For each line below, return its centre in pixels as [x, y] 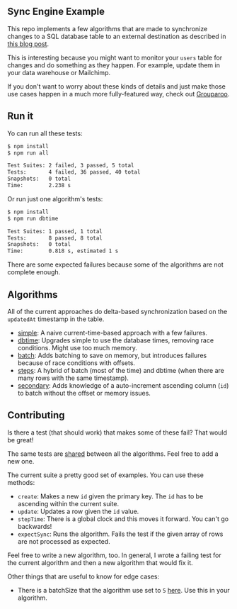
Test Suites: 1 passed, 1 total [55, 231]
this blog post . [28, 44]
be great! [21, 440]
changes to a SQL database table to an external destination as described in [117, 36]
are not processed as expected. [64, 541]
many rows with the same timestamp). [73, 378]
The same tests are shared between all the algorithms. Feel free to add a [113, 454]
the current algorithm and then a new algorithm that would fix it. [100, 562]
